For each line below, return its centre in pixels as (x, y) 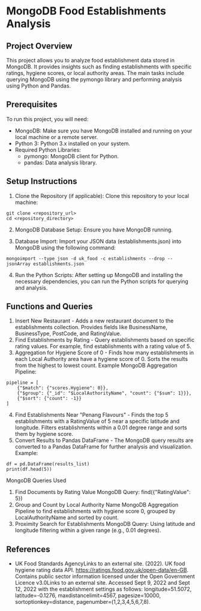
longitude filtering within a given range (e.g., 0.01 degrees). (88, 530)
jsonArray (19, 264)
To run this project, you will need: (47, 119)
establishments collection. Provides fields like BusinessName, (91, 327)
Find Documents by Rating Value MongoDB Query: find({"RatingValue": (103, 492)
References (28, 549)
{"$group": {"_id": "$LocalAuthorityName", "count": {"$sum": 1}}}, (104, 393)
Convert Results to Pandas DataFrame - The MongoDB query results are (104, 440)
